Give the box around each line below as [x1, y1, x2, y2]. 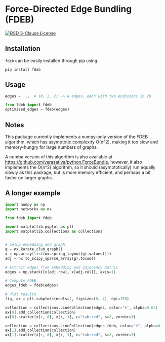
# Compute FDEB [5, 278, 37, 283]
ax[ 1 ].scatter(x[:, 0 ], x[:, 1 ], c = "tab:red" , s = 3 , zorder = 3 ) [5, 333, 136, 338]
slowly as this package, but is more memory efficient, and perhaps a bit [5, 170, 151, 175]
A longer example [5, 189, 61, 198]
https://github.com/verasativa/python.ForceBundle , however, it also [5, 159, 142, 165]
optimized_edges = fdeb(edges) [5, 107, 70, 112]
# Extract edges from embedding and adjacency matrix [5, 265, 119, 270]
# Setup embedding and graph [5, 242, 65, 247]
